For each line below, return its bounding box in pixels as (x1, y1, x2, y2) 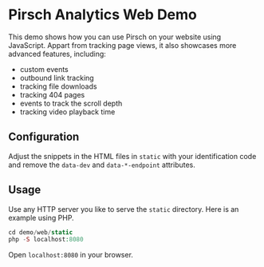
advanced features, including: (8, 49, 106, 58)
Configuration (8, 130, 80, 144)
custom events (19, 64, 69, 74)
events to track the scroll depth (19, 98, 123, 108)
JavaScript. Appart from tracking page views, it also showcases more (8, 40, 237, 50)
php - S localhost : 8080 (8, 236, 84, 244)
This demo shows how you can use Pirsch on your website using (8, 32, 222, 42)
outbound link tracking (19, 73, 94, 82)
